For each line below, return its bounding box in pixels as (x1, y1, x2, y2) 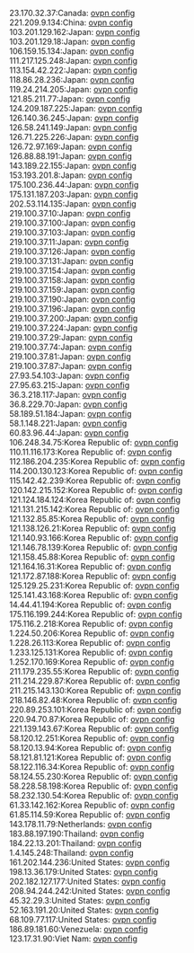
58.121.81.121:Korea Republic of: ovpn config (9, 752, 172, 763)
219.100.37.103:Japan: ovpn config (9, 227, 137, 237)
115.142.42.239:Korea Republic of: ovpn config (9, 475, 181, 486)
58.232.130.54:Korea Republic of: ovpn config (9, 790, 179, 800)
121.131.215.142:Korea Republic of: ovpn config (9, 504, 180, 515)
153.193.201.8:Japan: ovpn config (9, 170, 133, 181)
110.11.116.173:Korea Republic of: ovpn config (9, 446, 172, 457)
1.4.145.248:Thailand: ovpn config (9, 848, 135, 858)
